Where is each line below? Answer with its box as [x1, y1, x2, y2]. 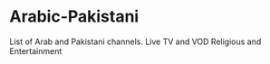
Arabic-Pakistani [9, 6, 140, 27]
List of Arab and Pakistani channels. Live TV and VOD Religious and [9, 36, 262, 47]
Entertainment [9, 45, 63, 56]
